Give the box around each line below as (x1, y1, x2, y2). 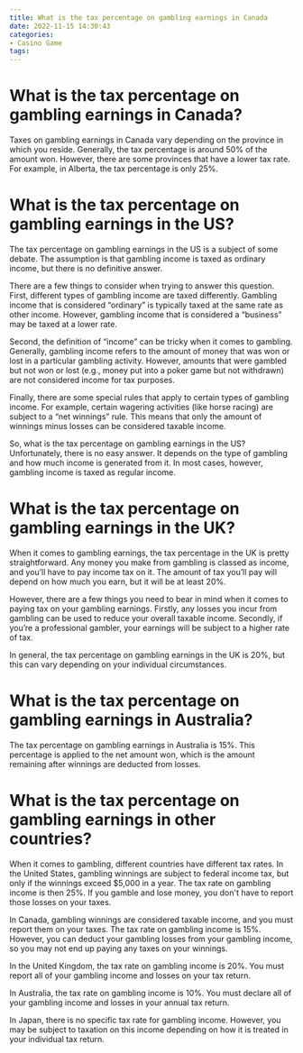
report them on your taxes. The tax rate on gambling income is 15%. (9, 923, 262, 934)
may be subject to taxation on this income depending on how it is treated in (9, 1024, 289, 1035)
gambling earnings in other (9, 810, 216, 830)
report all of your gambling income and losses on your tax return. (9, 970, 251, 981)
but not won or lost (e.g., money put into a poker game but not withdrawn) (9, 365, 284, 375)
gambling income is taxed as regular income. (9, 467, 176, 478)
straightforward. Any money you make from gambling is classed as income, (9, 556, 289, 568)
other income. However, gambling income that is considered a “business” (9, 309, 282, 320)
